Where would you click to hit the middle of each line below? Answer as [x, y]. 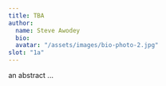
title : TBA [26, 16]
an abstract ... [31, 75]
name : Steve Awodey [48, 30]
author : [21, 23]
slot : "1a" [26, 53]
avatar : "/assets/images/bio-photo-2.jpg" [87, 45]
